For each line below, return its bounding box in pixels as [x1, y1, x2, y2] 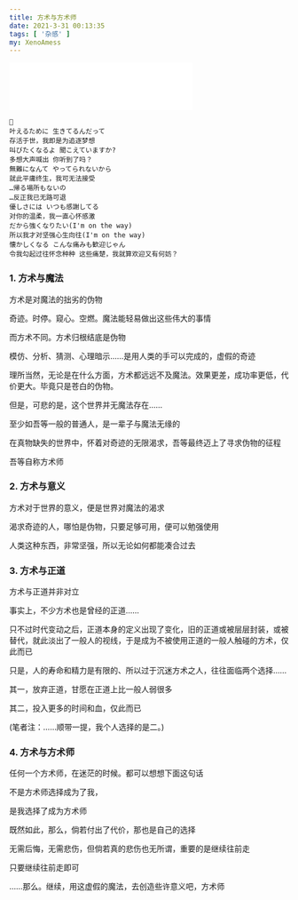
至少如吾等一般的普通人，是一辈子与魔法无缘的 [9, 418, 180, 429]
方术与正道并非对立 [9, 586, 80, 597]
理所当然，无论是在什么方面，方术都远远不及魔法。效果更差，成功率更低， [9, 370, 281, 380]
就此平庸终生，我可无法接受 [9, 174, 96, 183]
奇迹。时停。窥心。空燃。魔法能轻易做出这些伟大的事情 [9, 313, 211, 323]
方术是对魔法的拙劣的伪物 [9, 294, 103, 305]
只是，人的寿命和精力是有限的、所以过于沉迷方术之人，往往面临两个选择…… [9, 665, 287, 676]
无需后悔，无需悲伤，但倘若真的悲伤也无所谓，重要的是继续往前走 [9, 843, 250, 854]
